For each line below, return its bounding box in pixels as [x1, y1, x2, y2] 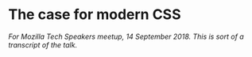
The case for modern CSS [8, 6, 181, 24]
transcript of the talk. [8, 40, 78, 49]
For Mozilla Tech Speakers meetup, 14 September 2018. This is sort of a [8, 32, 244, 41]
